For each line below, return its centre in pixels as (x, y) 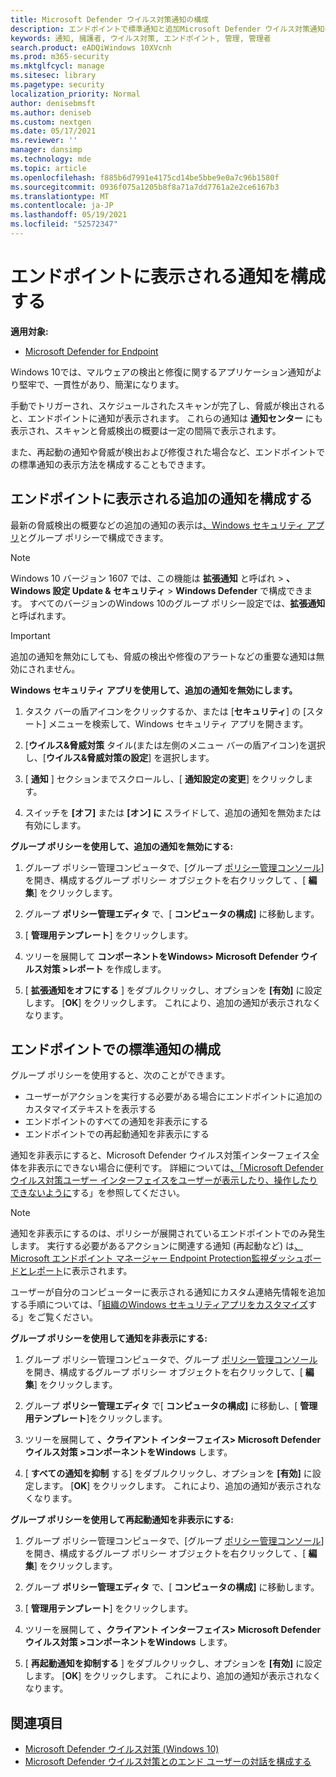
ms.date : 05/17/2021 (53, 131)
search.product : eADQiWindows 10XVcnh (91, 47)
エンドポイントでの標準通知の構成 (115, 1049)
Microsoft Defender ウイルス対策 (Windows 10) (122, 1749)
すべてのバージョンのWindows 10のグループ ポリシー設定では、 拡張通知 (177, 603)
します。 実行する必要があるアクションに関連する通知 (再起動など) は (152, 1246)
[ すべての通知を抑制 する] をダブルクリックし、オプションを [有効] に (168, 1473)
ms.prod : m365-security (60, 57)
